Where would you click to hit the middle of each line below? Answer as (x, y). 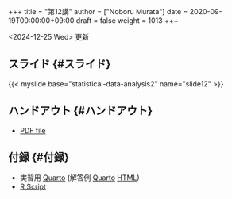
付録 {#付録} (39, 157)
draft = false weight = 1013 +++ (127, 21)
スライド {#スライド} (60, 65)
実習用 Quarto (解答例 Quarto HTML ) (80, 178)
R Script (33, 187)
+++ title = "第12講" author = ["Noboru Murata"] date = (98, 11)
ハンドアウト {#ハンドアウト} (81, 111)
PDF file (33, 130)
